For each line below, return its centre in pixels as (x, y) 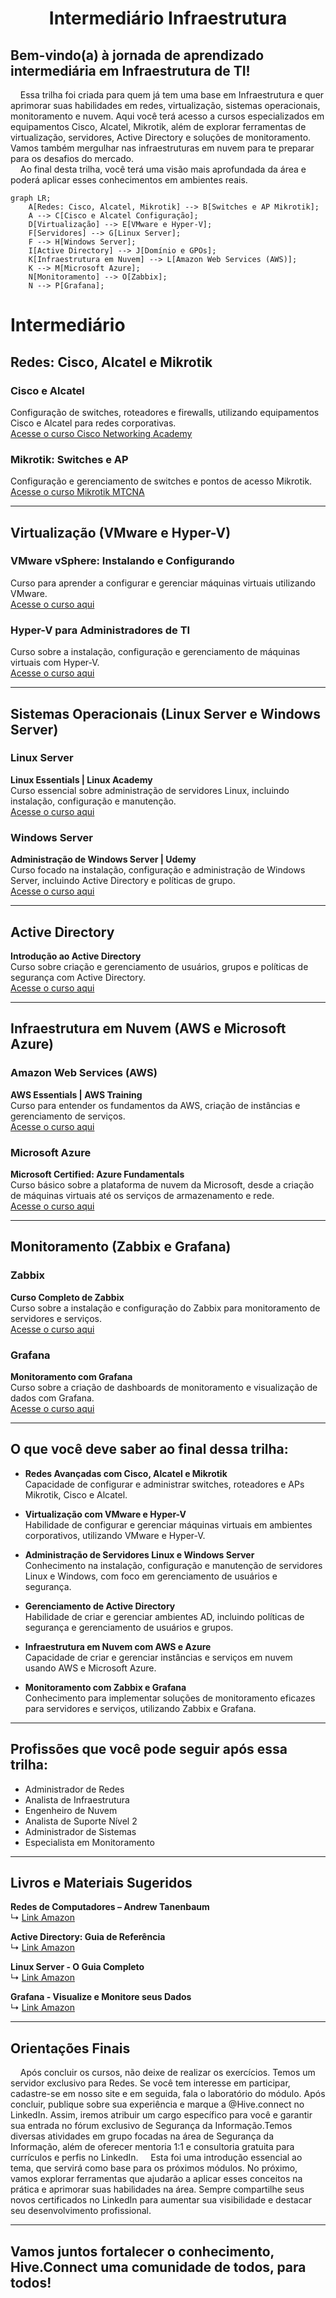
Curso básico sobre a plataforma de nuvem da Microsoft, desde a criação (162, 1184)
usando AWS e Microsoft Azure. (90, 1668)
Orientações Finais (70, 2048)
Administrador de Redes (74, 1789)
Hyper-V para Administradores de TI (100, 630)
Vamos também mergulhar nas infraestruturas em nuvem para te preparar (162, 148)
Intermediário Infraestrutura (168, 18)
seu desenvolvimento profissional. (81, 2211)
